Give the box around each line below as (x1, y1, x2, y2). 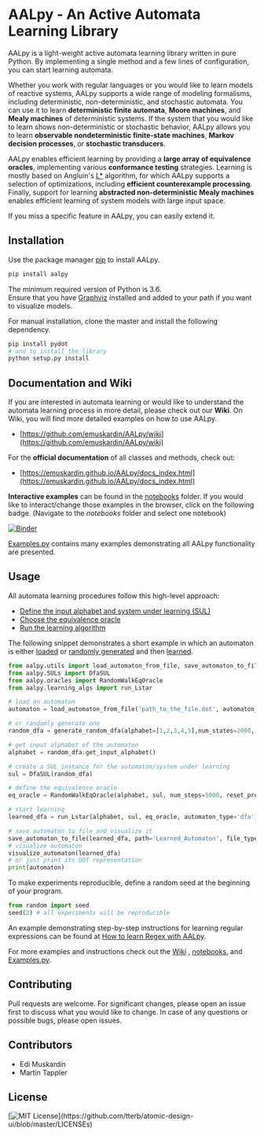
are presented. (8, 547, 56, 557)
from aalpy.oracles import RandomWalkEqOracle (8, 676, 163, 684)
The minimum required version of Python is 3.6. (8, 284, 162, 294)
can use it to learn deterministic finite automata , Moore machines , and (8, 105, 241, 115)
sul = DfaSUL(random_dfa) (8, 770, 93, 778)
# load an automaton (8, 698, 76, 706)
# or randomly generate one (8, 720, 101, 727)
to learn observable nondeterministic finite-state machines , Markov (8, 130, 234, 139)
